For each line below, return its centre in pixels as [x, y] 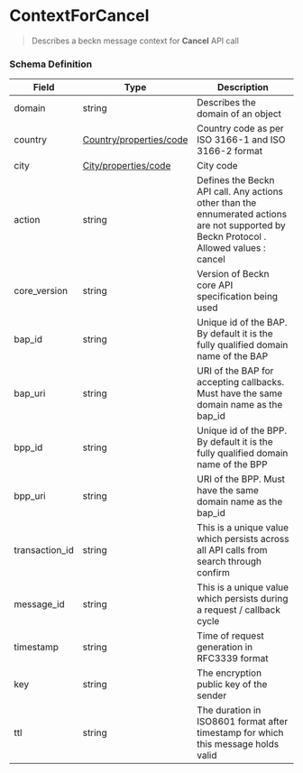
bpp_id [28, 447]
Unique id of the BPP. [242, 431]
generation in [225, 648]
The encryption [230, 673]
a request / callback [239, 610]
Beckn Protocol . [232, 237]
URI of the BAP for [235, 371]
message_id [39, 604]
